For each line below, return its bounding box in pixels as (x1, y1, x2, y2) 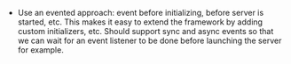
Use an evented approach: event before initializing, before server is (17, 8, 264, 18)
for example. (17, 45, 64, 55)
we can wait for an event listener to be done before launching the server (17, 35, 282, 46)
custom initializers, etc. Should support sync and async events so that (17, 26, 274, 36)
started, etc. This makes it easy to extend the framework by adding (17, 17, 263, 27)
